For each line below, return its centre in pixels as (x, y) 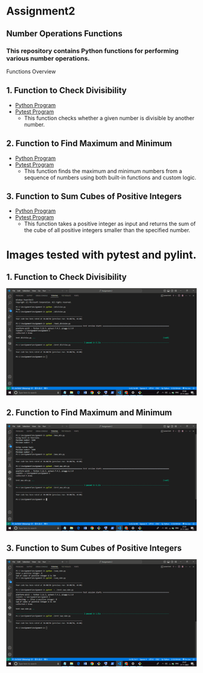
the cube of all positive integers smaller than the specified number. (107, 230)
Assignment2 (41, 11)
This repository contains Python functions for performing (92, 51)
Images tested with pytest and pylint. (101, 255)
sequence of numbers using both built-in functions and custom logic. (110, 177)
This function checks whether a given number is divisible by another (109, 118)
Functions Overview (31, 71)
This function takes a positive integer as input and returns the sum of (110, 224)
